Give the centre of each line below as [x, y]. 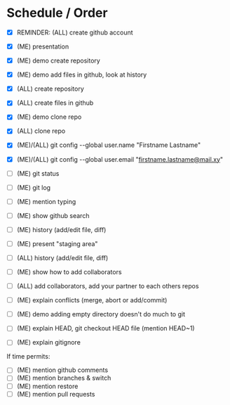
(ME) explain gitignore [49, 342]
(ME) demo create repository [59, 60]
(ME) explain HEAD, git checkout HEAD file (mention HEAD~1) [106, 328]
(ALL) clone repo [41, 131]
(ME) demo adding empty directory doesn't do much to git [101, 314]
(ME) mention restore [47, 386]
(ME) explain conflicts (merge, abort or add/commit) [92, 300]
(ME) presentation [43, 46]
